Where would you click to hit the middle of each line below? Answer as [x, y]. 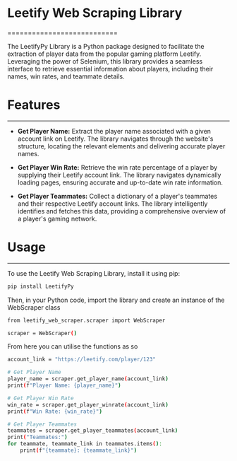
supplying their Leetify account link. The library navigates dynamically [119, 175]
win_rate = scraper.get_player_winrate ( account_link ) [88, 404]
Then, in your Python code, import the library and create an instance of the [116, 300]
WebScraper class [34, 307]
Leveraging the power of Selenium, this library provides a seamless [105, 61]
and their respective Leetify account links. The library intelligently [113, 204]
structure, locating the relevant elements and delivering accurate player [121, 146]
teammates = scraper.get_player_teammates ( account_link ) [93, 431]
